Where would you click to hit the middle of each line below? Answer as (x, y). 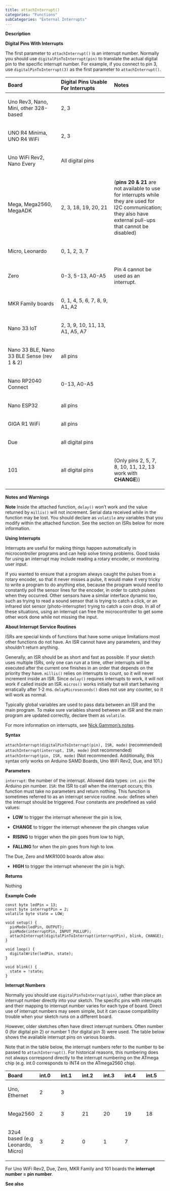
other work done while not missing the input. (52, 617)
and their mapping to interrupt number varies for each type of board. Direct (84, 1006)
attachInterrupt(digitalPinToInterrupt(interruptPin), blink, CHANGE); (87, 936)
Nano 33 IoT (23, 328)
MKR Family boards (31, 304)
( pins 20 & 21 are (135, 182)
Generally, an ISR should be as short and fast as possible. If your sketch (80, 657)
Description (18, 34)
